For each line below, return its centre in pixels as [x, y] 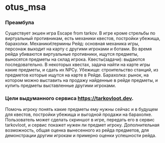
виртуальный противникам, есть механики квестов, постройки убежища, [83, 38]
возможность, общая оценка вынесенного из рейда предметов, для [77, 130]
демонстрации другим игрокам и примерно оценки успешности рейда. [81, 135]
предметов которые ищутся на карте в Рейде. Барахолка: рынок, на [77, 75]
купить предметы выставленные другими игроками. [61, 86]
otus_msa [26, 7]
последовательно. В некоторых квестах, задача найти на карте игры [78, 65]
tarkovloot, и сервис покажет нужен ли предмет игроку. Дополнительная [82, 125]
